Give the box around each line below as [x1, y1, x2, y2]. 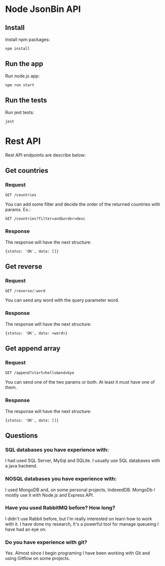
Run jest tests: [5, 109, 34, 115]
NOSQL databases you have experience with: [5, 475, 117, 482]
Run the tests [5, 96, 47, 105]
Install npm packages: [5, 36, 50, 42]
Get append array [5, 344, 61, 352]
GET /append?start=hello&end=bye [5, 370, 75, 376]
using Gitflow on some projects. [5, 556, 71, 562]
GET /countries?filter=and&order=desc [5, 216, 85, 221]
